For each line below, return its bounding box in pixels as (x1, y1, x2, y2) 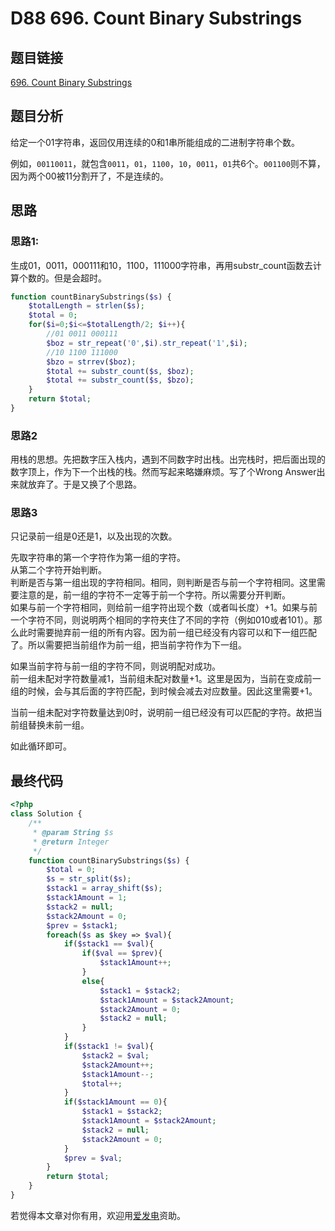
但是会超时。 (53, 272, 107, 284)
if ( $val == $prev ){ (81, 948, 163, 959)
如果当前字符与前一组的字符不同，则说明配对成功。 (10, 660, 221, 672)
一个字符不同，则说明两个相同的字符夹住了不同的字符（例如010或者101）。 (10, 614, 314, 626)
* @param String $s (32, 827, 114, 837)
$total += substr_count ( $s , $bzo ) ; (46, 375, 195, 386)
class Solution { (10, 809, 83, 819)
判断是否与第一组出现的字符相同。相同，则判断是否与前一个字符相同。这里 (10, 577, 317, 589)
